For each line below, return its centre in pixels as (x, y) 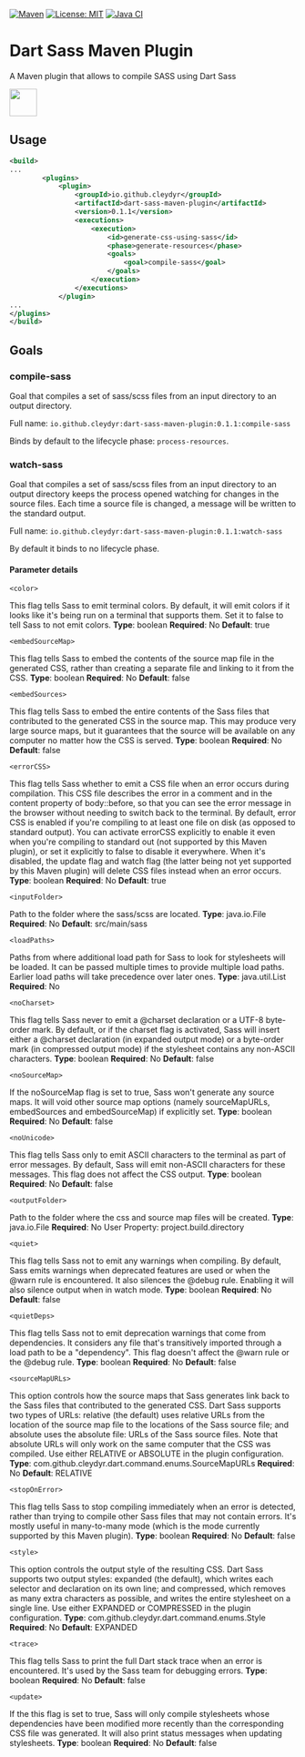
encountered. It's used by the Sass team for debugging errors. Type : (138, 1670)
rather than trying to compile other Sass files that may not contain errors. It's (153, 1517)
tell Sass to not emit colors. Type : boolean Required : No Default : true (140, 625)
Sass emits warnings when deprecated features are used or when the (140, 1271)
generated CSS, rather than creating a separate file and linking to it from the (152, 669)
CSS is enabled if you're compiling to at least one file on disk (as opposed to (152, 822)
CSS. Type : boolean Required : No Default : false (100, 678)
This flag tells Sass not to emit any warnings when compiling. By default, (146, 1261)
